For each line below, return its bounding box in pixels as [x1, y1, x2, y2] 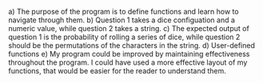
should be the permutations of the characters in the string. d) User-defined [8, 41, 256, 50]
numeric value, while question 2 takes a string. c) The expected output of [8, 24, 249, 33]
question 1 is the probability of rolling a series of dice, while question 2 [8, 32, 241, 41]
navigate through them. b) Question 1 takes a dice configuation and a [8, 15, 236, 25]
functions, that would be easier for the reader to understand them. [8, 66, 226, 75]
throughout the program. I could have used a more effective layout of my [8, 57, 248, 67]
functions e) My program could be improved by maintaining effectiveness [8, 49, 250, 58]
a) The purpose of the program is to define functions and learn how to [8, 7, 239, 16]
